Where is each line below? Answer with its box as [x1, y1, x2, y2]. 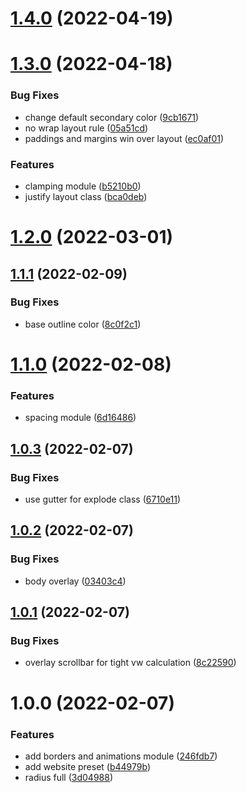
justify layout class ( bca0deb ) [24, 190, 148, 202]
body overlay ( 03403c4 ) [24, 575, 127, 587]
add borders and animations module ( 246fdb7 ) [24, 750, 218, 762]
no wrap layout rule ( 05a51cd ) [24, 122, 149, 134]
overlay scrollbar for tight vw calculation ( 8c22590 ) [24, 657, 237, 669]
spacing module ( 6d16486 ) [24, 412, 137, 424]
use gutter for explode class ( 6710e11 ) [24, 493, 182, 506]
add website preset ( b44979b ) [24, 760, 152, 772]
